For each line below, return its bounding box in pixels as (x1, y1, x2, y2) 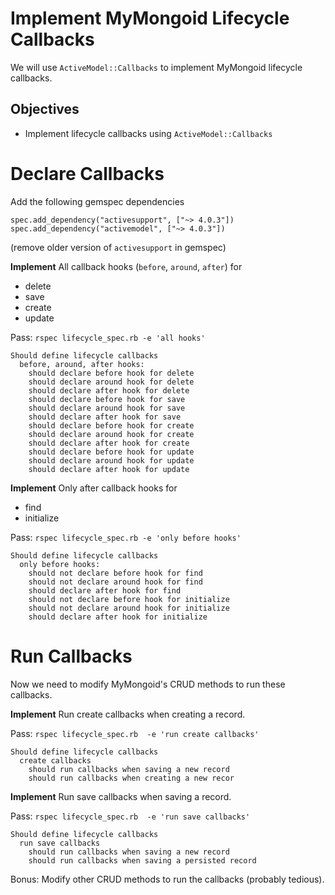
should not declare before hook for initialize (28, 594, 230, 604)
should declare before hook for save (28, 394, 186, 404)
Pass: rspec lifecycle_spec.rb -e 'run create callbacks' (10, 727, 260, 739)
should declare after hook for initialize (28, 612, 208, 622)
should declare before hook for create (28, 420, 195, 431)
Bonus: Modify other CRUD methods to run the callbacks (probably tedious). (10, 873, 325, 885)
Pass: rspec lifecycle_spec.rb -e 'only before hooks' (10, 531, 242, 543)
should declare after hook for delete (28, 385, 190, 396)
